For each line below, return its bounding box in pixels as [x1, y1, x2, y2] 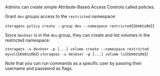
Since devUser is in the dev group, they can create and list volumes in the [5, 32, 150, 38]
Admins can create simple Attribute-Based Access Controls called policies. [5, 4, 156, 10]
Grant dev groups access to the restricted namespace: [5, 14, 116, 19]
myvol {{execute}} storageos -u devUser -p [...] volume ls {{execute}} [5, 51, 148, 57]
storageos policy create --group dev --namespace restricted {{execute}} [5, 23, 155, 29]
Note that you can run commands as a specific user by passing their [5, 61, 142, 66]
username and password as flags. [5, 65, 73, 71]
